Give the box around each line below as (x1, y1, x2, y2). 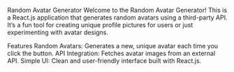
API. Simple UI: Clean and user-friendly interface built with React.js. (7, 57, 202, 65)
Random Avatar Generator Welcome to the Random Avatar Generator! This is (7, 6, 228, 14)
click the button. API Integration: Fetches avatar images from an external (7, 49, 216, 57)
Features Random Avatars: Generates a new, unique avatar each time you (7, 42, 219, 50)
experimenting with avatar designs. (7, 28, 108, 36)
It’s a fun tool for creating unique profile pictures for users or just (7, 21, 193, 29)
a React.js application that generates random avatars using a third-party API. (7, 13, 228, 22)
